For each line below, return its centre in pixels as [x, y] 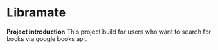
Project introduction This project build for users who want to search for [109, 32]
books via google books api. [47, 38]
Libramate [36, 13]
